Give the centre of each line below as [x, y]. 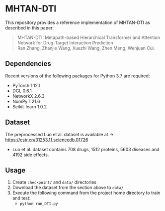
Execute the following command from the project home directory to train [86, 193]
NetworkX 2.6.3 [28, 96]
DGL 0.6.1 [22, 91]
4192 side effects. [31, 155]
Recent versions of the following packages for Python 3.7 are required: [78, 76]
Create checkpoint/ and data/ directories [54, 182]
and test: [21, 198]
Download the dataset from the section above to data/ [68, 188]
